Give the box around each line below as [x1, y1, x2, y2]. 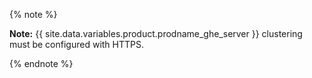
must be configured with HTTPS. [9, 39, 145, 50]
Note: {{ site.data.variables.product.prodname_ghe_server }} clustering [9, 28, 303, 39]
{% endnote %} [9, 58, 74, 69]
